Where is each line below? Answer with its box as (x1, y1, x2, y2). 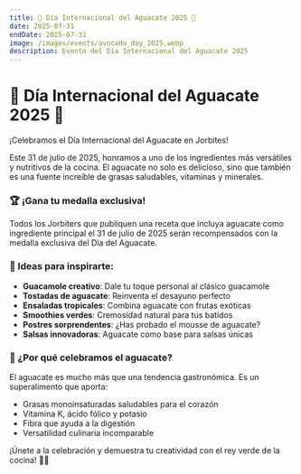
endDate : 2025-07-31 (9, 30, 88, 39)
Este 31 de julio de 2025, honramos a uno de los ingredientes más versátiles (9, 153, 292, 163)
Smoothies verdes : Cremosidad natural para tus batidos (22, 309, 233, 321)
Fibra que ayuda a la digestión (22, 417, 136, 429)
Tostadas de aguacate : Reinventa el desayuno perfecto (22, 290, 230, 301)
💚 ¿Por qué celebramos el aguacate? (9, 351, 174, 364)
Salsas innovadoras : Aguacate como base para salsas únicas (22, 329, 253, 339)
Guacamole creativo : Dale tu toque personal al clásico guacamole (22, 281, 270, 292)
